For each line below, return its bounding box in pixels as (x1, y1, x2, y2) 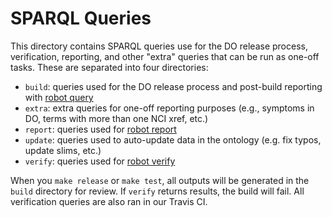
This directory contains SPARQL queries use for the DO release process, (10, 40, 308, 52)
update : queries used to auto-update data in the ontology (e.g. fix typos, (24, 133, 322, 146)
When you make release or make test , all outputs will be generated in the (10, 174, 310, 186)
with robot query (24, 91, 94, 103)
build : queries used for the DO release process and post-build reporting (24, 80, 323, 92)
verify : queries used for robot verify (24, 155, 176, 167)
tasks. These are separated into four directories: (10, 61, 209, 73)
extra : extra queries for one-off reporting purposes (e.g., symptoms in (24, 102, 315, 114)
